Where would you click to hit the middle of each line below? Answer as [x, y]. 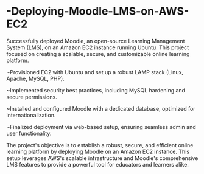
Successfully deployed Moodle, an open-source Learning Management [96, 41]
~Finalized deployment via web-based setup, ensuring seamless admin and [101, 127]
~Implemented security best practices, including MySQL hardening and [96, 90]
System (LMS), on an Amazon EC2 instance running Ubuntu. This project [98, 47]
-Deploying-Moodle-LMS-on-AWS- [98, 11]
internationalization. [31, 115]
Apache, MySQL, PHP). [36, 78]
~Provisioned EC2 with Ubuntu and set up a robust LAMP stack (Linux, [95, 72]
